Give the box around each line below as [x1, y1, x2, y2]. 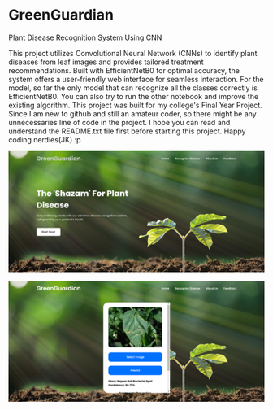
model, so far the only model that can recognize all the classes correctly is [8, 83, 258, 93]
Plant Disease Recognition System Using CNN [8, 33, 162, 42]
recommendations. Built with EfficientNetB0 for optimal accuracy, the [8, 65, 240, 75]
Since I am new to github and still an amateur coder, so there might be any [8, 108, 258, 119]
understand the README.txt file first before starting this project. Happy [8, 126, 246, 136]
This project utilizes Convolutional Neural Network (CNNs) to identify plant [8, 48, 258, 58]
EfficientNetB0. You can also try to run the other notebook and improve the [8, 91, 259, 101]
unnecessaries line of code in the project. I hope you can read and [8, 117, 231, 127]
